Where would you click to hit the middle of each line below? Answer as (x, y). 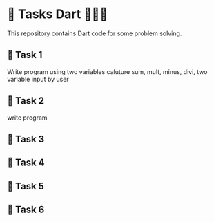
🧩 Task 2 (26, 101)
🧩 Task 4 (26, 163)
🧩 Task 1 (25, 55)
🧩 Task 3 (26, 139)
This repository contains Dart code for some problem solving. (95, 33)
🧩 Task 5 (26, 186)
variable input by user (38, 79)
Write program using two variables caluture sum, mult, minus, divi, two (107, 71)
